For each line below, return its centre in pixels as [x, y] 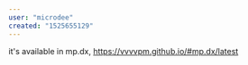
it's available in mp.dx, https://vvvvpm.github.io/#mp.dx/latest [124, 51]
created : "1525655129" [51, 26]
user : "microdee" [41, 17]
